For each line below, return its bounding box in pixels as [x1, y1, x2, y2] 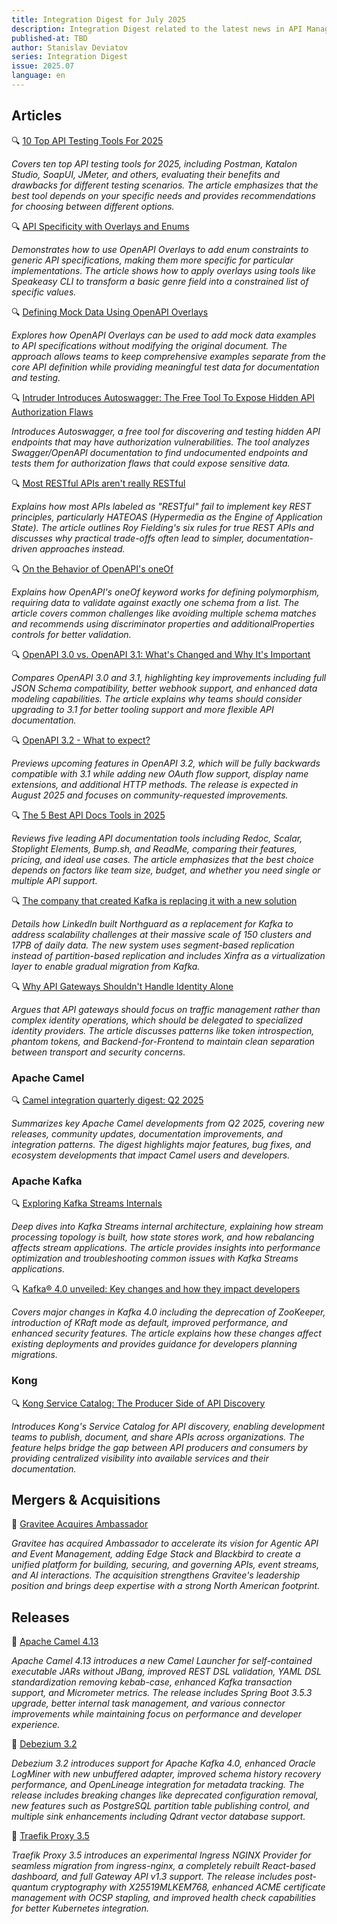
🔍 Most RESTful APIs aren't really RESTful [11, 477, 186, 489]
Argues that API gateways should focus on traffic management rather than [11, 1003, 321, 1015]
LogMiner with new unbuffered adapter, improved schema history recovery [11, 1768, 322, 1780]
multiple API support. [11, 874, 98, 886]
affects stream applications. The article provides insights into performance [11, 1242, 321, 1254]
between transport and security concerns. [11, 1046, 186, 1058]
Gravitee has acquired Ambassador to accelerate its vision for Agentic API [11, 1537, 319, 1550]
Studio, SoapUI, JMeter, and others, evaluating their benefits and [11, 168, 281, 180]
